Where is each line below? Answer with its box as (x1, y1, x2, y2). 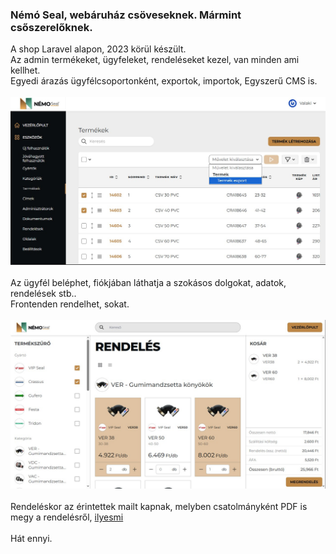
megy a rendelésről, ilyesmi (10, 511, 124, 523)
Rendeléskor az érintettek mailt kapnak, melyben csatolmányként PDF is (10, 501, 308, 513)
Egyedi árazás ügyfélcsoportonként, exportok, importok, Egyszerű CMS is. (10, 75, 318, 87)
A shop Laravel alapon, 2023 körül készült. (10, 43, 187, 55)
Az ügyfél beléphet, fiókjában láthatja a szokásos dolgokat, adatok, (10, 276, 287, 288)
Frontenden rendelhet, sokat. (10, 298, 130, 310)
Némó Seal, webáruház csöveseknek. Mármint (10, 8, 242, 22)
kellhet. (10, 64, 41, 77)
